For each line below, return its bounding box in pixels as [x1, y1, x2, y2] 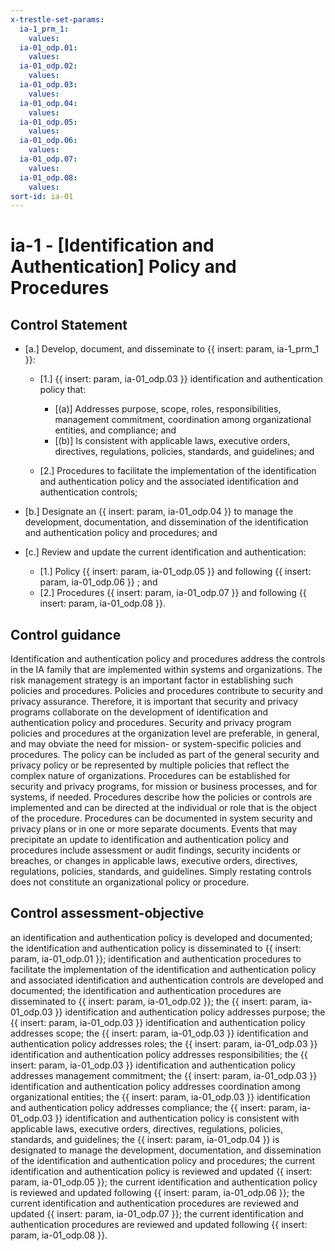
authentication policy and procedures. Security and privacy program [10, 717, 292, 729]
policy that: [39, 384, 87, 396]
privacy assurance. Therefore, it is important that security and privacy [10, 696, 298, 708]
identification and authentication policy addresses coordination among [10, 1080, 301, 1092]
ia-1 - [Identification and [10, 234, 215, 257]
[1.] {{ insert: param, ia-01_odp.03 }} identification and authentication [39, 373, 323, 385]
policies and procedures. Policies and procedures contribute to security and [10, 685, 324, 697]
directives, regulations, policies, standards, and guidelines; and [54, 446, 315, 458]
